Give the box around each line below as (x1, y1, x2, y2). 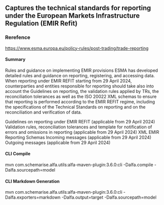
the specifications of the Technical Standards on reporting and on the (5, 104, 146, 110)
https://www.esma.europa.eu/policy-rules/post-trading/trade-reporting (5, 45, 149, 51)
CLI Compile (5, 151, 30, 157)
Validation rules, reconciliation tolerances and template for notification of (5, 124, 152, 130)
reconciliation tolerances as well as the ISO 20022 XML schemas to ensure (5, 93, 157, 99)
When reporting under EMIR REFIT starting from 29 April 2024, (5, 78, 132, 84)
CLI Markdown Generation (5, 178, 60, 184)
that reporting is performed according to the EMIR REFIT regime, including (5, 98, 155, 105)
